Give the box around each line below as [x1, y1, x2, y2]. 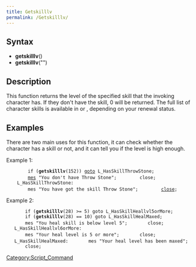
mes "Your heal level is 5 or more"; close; [25, 232, 156, 238]
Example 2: [6, 197, 34, 204]
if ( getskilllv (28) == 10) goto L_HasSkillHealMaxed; [25, 213, 163, 219]
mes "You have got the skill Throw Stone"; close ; [28, 186, 177, 192]
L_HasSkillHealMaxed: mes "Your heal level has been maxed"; [14, 238, 188, 244]
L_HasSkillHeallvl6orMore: [14, 225, 82, 232]
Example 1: [6, 156, 33, 164]
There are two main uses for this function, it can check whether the [6, 138, 173, 146]
